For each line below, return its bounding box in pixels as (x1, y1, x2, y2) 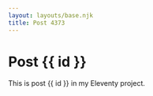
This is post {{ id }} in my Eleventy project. (8, 79, 146, 88)
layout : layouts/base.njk (8, 11, 93, 20)
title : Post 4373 (8, 19, 65, 27)
